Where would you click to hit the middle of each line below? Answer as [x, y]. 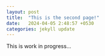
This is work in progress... [39, 46]
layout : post [23, 12]
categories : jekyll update [41, 29]
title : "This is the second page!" [53, 18]
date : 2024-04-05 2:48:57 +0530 [50, 23]
